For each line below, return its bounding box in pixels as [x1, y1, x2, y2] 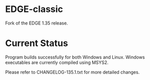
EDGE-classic [5, 3, 64, 15]
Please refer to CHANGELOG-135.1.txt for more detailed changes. [5, 69, 140, 75]
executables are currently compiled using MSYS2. [5, 59, 109, 65]
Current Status [5, 37, 68, 49]
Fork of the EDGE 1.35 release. [5, 20, 68, 26]
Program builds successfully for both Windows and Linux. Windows [5, 54, 145, 60]
